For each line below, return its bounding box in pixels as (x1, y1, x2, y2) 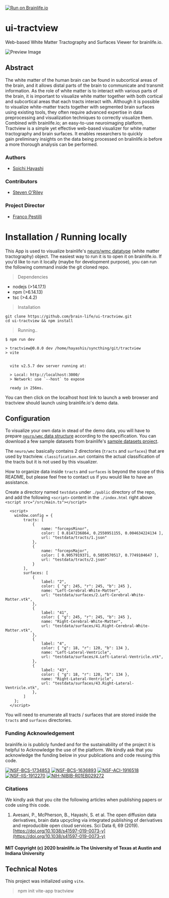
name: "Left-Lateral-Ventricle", (41, 650, 112, 655)
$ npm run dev (5, 337, 35, 342)
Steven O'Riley (12, 189, 43, 195)
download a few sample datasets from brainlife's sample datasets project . (5, 438, 159, 444)
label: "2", (41, 579, 67, 585)
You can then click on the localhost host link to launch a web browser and (5, 394, 158, 400)
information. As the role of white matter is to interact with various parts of (5, 87, 158, 93)
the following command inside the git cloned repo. (5, 264, 109, 270)
